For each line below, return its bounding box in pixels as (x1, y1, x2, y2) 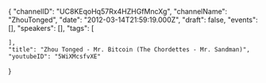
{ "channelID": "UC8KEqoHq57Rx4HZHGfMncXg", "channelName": (8, 7, 228, 16)
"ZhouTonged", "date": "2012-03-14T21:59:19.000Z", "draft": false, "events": (8, 15, 258, 25)
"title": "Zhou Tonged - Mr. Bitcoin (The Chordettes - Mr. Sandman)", (8, 46, 250, 54)
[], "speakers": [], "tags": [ (8, 24, 94, 32)
